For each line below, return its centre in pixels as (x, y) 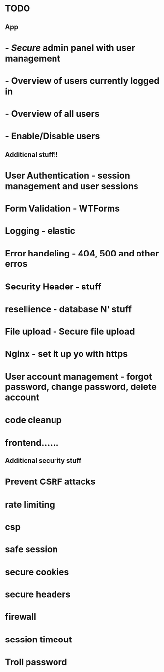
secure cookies (37, 572)
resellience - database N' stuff (68, 309)
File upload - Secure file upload (70, 332)
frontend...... (32, 442)
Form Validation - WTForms (63, 208)
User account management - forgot (79, 377)
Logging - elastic (40, 231)
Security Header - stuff (53, 287)
